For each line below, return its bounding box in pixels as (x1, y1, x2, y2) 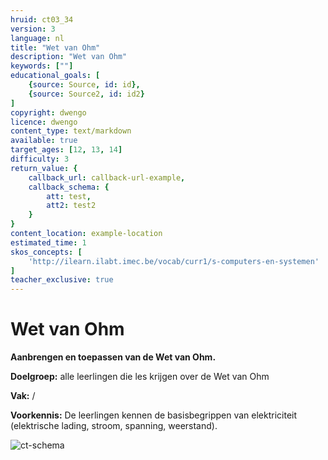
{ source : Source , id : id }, (28, 80, 141, 90)
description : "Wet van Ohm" (10, 52, 128, 62)
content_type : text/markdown (10, 126, 132, 136)
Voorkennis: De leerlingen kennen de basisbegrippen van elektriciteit (10, 409, 298, 421)
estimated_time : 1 (10, 237, 87, 248)
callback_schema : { (28, 182, 110, 192)
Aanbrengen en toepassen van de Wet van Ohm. (10, 351, 217, 363)
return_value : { (10, 163, 78, 173)
